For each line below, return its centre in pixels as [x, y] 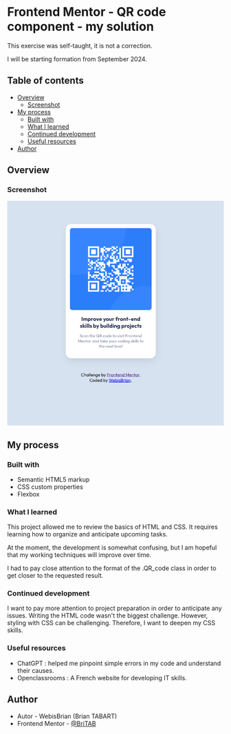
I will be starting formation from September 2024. [77, 59]
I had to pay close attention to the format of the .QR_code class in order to [112, 568]
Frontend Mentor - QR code [87, 12]
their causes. [35, 670]
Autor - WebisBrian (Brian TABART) [67, 716]
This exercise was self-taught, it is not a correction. [80, 45]
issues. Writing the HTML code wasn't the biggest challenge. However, [108, 616]
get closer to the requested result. [55, 576]
